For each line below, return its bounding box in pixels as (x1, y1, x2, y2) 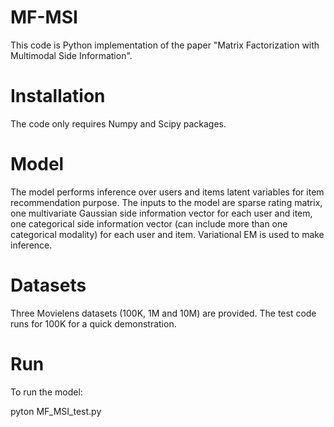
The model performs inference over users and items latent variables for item (10, 186, 325, 198)
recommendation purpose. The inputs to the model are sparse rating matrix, (10, 196, 323, 208)
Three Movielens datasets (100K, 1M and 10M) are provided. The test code (10, 307, 317, 319)
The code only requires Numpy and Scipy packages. (10, 117, 227, 130)
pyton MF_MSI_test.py (10, 405, 102, 417)
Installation (10, 85, 106, 108)
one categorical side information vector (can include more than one (10, 217, 288, 230)
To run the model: (10, 386, 83, 398)
